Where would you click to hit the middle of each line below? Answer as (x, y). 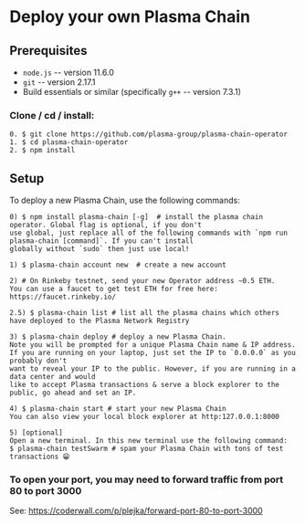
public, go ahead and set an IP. (73, 393)
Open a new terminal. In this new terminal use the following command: (148, 441)
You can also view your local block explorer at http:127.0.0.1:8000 (145, 417)
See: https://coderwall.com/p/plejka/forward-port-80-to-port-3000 (136, 511)
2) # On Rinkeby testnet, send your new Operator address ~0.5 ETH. (142, 281)
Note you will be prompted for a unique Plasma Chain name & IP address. (153, 345)
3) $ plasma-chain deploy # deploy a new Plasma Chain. (118, 337)
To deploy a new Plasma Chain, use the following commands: (125, 200)
